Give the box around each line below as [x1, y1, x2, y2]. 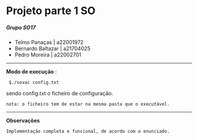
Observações [6, 117, 40, 124]
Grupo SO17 [6, 24, 36, 31]
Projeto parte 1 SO [6, 4, 96, 18]
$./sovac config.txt [8, 79, 60, 86]
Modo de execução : [6, 68, 57, 75]
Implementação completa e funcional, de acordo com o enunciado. [6, 128, 170, 135]
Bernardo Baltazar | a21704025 [14, 45, 91, 52]
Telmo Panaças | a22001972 [14, 39, 84, 46]
